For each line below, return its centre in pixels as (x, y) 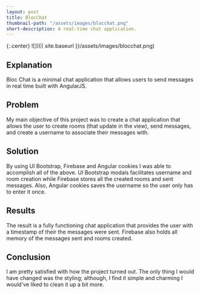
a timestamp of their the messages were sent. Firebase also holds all (92, 232)
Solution (22, 152)
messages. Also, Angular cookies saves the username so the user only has (100, 185)
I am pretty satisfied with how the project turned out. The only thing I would (100, 272)
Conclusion (28, 257)
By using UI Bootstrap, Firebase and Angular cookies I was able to (89, 166)
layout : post (23, 12)
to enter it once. (26, 192)
